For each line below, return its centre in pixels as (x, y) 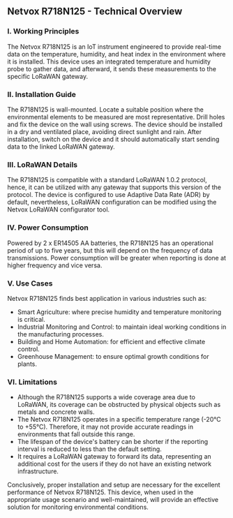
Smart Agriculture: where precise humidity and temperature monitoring (119, 312)
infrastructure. (38, 471)
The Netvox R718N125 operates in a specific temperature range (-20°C (119, 420)
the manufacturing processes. (61, 334)
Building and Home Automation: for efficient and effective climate (111, 341)
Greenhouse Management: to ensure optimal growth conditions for (113, 356)
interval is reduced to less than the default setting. (89, 449)
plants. (27, 364)
